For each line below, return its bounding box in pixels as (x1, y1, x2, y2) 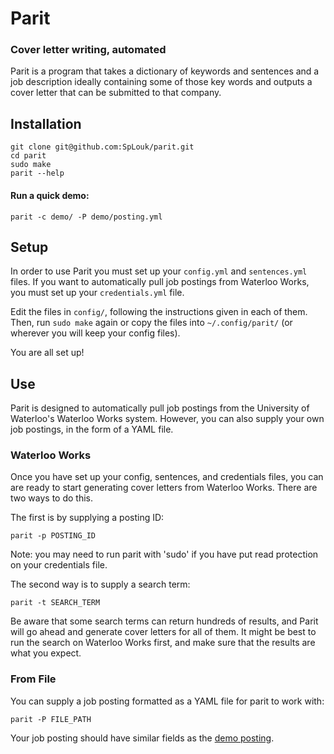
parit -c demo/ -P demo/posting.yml (10, 212, 163, 222)
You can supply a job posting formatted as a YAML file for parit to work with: (10, 695, 325, 707)
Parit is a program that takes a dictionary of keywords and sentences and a (10, 65, 320, 77)
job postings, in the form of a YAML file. (10, 423, 174, 436)
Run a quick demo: (10, 189, 90, 201)
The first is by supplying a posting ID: (10, 512, 165, 524)
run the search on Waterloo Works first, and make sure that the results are (10, 637, 316, 649)
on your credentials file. (10, 559, 108, 571)
